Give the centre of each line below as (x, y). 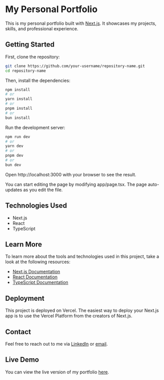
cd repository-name (26, 71)
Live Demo (22, 360)
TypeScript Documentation (40, 282)
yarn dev (14, 146)
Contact (18, 332)
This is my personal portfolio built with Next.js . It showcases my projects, (81, 23)
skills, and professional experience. (42, 28)
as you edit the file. (43, 189)
